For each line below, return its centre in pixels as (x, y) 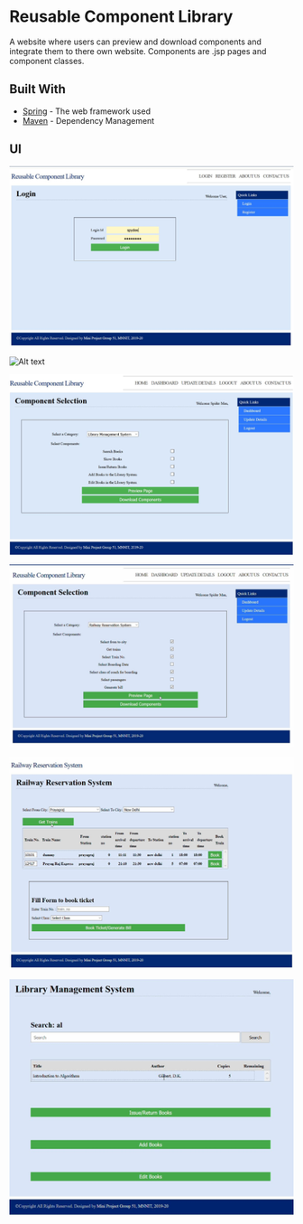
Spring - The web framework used (87, 111)
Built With (37, 89)
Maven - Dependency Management (88, 120)
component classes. (47, 61)
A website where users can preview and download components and (135, 42)
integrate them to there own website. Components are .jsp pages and (138, 51)
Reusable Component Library (121, 17)
